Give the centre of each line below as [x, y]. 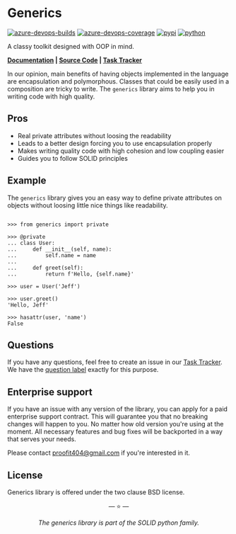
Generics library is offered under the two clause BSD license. [96, 492]
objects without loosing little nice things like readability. [88, 205]
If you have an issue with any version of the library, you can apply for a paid [118, 409]
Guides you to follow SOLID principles [73, 158]
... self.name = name [52, 255]
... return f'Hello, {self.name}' [71, 274]
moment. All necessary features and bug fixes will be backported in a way [115, 432]
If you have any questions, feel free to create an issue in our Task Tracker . [115, 362]
